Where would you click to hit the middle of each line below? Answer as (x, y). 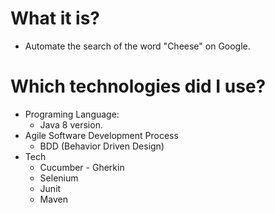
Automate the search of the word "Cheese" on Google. (137, 46)
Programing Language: (72, 114)
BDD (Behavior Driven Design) (102, 146)
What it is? (55, 18)
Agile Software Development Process (101, 135)
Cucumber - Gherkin (82, 167)
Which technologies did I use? (138, 86)
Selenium (59, 178)
